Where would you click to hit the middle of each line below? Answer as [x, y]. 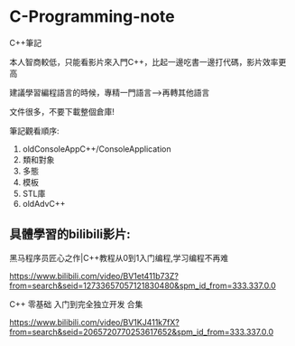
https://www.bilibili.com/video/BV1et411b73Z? [94, 276]
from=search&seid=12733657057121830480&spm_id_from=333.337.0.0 [143, 285]
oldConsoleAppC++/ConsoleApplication [97, 149]
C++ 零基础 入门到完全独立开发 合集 [76, 304]
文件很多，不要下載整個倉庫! [62, 111]
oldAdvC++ [44, 203]
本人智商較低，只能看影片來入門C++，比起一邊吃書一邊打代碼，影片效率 [144, 61]
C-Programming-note [92, 17]
